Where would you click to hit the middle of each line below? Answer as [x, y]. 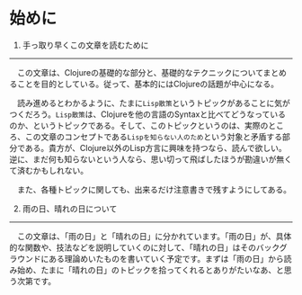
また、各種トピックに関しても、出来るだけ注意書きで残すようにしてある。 [154, 189]
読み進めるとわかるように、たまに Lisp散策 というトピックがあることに [146, 103]
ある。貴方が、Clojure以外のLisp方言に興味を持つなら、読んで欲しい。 [156, 147]
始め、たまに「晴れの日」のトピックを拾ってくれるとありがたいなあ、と [151, 270]
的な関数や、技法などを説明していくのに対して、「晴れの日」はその [133, 247]
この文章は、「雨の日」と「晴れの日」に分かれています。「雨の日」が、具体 [154, 236]
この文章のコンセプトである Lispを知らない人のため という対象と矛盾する [154, 137]
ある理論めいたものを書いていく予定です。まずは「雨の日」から [166, 258]
